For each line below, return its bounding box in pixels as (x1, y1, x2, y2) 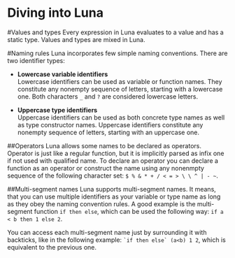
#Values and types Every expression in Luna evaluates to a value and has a (7, 28, 224, 36)
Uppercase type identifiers (17, 106, 98, 114)
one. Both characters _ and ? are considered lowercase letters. (17, 92, 199, 101)
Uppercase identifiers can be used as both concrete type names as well (17, 113, 225, 122)
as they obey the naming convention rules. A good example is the (7, 199, 196, 208)
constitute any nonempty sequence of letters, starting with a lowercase (17, 85, 223, 93)
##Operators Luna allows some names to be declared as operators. (7, 141, 201, 150)
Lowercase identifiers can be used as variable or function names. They (17, 77, 222, 85)
